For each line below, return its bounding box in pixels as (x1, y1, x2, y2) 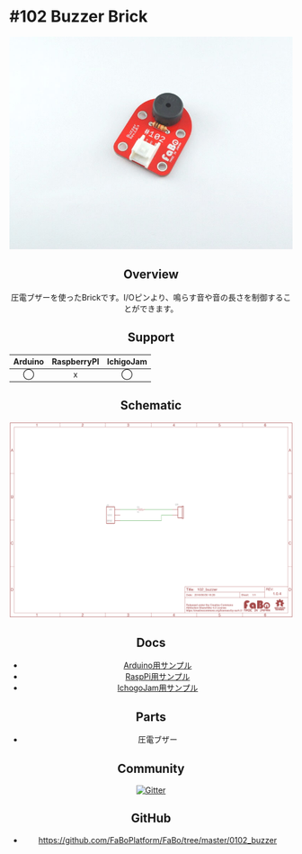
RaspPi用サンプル (125, 671, 191, 682)
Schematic (120, 398, 182, 413)
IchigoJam (106, 356, 147, 367)
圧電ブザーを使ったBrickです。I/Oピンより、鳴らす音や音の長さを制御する (10, 292, 284, 302)
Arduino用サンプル (123, 660, 192, 671)
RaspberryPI (51, 356, 100, 367)
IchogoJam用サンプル (117, 682, 199, 694)
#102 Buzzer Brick (9, 6, 148, 27)
